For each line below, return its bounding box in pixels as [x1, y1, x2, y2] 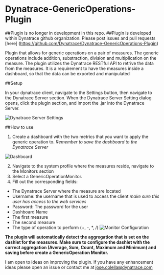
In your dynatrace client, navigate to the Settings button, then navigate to [5, 90, 153, 95]
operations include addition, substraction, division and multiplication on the [5, 55, 157, 61]
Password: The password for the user [12, 204, 88, 209]
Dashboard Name [12, 209, 48, 215]
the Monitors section [12, 168, 54, 174]
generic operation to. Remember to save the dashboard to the [12, 138, 138, 145]
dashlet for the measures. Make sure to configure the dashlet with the [5, 239, 150, 245]
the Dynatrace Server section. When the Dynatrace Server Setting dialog [5, 94, 152, 101]
